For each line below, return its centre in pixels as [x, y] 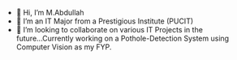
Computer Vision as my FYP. [64, 47]
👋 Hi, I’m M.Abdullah [50, 13]
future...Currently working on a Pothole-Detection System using [123, 38]
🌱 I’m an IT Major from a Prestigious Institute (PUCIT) [105, 21]
